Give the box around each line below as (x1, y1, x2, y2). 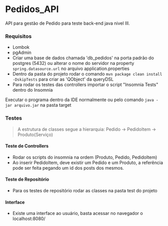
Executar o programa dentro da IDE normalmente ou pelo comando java (5, 97, 154, 103)
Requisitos (5, 33, 32, 40)
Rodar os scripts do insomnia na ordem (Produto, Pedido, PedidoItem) (12, 154, 157, 160)
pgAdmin (12, 49, 32, 56)
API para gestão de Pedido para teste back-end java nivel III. (5, 20, 130, 26)
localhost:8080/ (12, 215, 46, 222)
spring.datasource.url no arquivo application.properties (12, 65, 129, 71)
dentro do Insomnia (12, 87, 53, 93)
